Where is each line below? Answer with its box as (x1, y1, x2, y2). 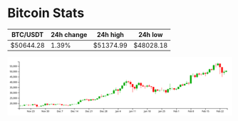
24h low (138, 31, 163, 39)
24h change (51, 31, 88, 39)
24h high (96, 31, 125, 39)
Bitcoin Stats (7, 5, 85, 21)
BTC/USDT (11, 31, 44, 39)
